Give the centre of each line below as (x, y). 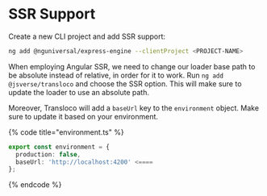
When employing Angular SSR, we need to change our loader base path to (132, 66)
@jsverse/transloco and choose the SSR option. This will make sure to (125, 83)
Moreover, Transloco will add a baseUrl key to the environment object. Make (134, 108)
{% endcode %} (35, 185)
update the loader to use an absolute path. (79, 92)
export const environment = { (59, 147)
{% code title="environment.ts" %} (66, 132)
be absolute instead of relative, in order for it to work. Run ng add (116, 75)
